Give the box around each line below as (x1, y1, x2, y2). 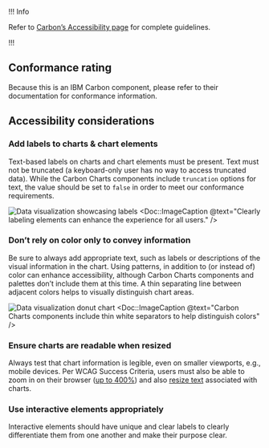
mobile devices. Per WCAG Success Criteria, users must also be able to (8, 367, 245, 377)
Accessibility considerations (8, 114, 155, 128)
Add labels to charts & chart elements (8, 138, 158, 149)
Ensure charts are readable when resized (8, 340, 172, 351)
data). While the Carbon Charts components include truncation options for (8, 173, 257, 183)
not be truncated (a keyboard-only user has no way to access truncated (8, 165, 247, 175)
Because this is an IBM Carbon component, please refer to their (8, 82, 218, 92)
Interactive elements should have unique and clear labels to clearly (8, 422, 230, 432)
